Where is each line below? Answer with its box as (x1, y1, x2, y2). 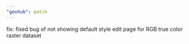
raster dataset (6, 31, 41, 39)
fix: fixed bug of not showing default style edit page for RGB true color (6, 25, 183, 33)
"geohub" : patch (6, 8, 48, 15)
